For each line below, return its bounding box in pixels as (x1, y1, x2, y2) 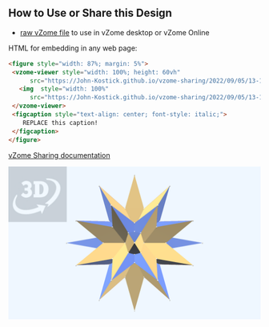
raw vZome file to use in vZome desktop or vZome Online (19, 27, 210, 37)
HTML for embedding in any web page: (8, 43, 138, 53)
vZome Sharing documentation (8, 150, 110, 159)
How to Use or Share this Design (8, 6, 172, 20)
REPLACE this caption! (22, 119, 98, 127)
